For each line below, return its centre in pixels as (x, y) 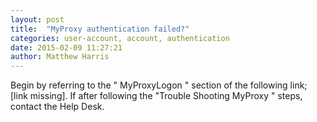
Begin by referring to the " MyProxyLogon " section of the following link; (159, 85)
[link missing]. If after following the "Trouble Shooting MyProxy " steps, (156, 96)
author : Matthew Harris (60, 57)
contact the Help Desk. (57, 107)
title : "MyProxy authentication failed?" (100, 29)
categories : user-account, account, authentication (120, 38)
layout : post (37, 19)
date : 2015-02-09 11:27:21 (66, 47)
